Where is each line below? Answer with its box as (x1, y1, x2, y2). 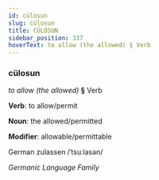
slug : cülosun (8, 19, 56, 27)
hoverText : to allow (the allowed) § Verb (8, 41, 151, 49)
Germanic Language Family (8, 162, 99, 172)
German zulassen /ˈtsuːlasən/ (8, 147, 103, 157)
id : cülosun (8, 11, 48, 20)
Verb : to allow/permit (8, 101, 78, 111)
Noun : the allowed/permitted (8, 116, 103, 126)
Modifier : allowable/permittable (8, 132, 113, 142)
